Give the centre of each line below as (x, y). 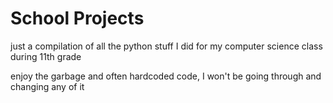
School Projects (77, 18)
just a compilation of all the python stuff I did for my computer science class (166, 46)
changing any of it (47, 86)
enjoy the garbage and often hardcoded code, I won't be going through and (166, 76)
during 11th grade (46, 56)
